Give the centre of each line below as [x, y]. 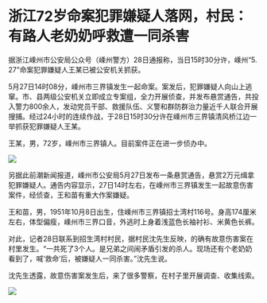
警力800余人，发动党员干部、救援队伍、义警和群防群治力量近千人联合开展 [136, 106]
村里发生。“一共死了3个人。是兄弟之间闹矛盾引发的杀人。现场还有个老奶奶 [130, 248]
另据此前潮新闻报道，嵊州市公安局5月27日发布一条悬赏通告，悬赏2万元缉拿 [132, 175]
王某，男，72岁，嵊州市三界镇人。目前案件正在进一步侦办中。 [110, 143]
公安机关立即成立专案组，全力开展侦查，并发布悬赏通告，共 [154, 96]
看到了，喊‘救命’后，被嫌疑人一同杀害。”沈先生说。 [90, 258]
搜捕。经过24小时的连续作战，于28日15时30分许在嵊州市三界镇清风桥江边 [129, 116]
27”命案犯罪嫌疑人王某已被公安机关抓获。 [77, 69]
